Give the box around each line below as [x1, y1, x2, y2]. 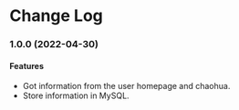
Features [9, 60, 44, 71]
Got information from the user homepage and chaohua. [22, 81, 231, 92]
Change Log [9, 5, 103, 26]
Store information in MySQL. [22, 90, 130, 101]
